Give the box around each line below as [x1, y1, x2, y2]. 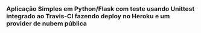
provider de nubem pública [6, 19, 88, 28]
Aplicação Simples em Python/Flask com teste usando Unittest [6, 5, 195, 13]
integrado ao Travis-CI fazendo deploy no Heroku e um [6, 12, 170, 20]
